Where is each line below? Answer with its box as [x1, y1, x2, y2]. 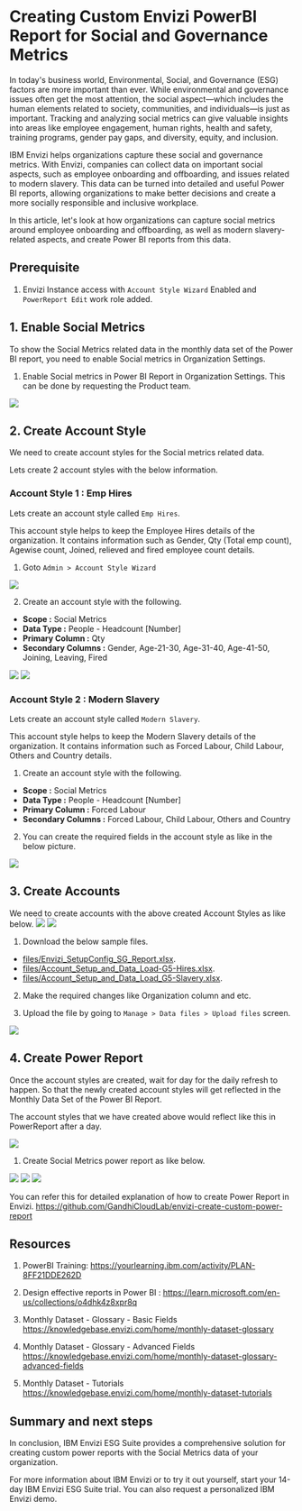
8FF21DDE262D [22, 1269, 82, 1281]
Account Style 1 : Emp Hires [9, 487, 133, 499]
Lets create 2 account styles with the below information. [9, 464, 218, 475]
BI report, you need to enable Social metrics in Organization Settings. [9, 353, 266, 364]
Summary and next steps [9, 1414, 153, 1429]
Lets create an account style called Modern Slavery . [9, 713, 201, 724]
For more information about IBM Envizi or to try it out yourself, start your [9, 1474, 277, 1485]
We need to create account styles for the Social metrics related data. [9, 447, 265, 458]
